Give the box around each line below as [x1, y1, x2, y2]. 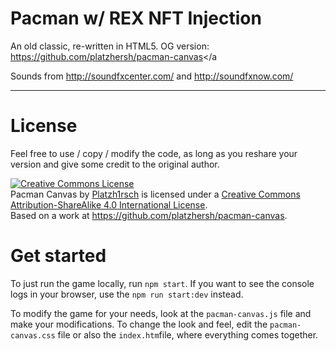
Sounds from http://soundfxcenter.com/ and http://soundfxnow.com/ [10, 70, 294, 82]
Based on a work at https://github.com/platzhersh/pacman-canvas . [10, 209, 288, 221]
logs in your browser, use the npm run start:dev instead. [10, 288, 244, 300]
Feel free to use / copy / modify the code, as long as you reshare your [10, 147, 298, 159]
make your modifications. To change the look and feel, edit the [10, 318, 268, 330]
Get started [10, 245, 107, 267]
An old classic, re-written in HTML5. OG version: [10, 40, 210, 52]
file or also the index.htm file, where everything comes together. [57, 328, 319, 341]
